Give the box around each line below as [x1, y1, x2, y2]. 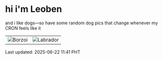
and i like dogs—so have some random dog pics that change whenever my [5, 20, 158, 26]
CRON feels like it [5, 25, 41, 31]
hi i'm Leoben [5, 3, 62, 15]
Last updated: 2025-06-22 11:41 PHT [5, 49, 81, 55]
